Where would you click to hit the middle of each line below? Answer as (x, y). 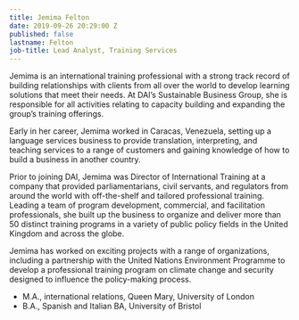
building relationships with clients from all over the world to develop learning (149, 86)
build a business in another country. (75, 160)
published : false (42, 34)
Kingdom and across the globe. (67, 234)
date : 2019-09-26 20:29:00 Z (63, 26)
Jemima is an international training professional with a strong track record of (149, 76)
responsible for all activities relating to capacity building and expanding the (147, 104)
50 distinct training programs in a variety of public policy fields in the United (149, 225)
